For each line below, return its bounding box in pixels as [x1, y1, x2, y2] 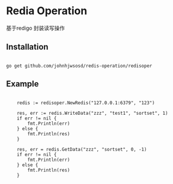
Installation [6, 42, 49, 52]
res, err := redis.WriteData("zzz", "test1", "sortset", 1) [17, 110, 168, 116]
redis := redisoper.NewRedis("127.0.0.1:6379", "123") [17, 99, 155, 106]
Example [6, 79, 39, 89]
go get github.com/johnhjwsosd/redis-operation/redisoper [6, 63, 152, 69]
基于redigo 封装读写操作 [6, 24, 65, 31]
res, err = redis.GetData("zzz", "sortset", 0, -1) [17, 146, 147, 152]
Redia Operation [6, 4, 88, 18]
